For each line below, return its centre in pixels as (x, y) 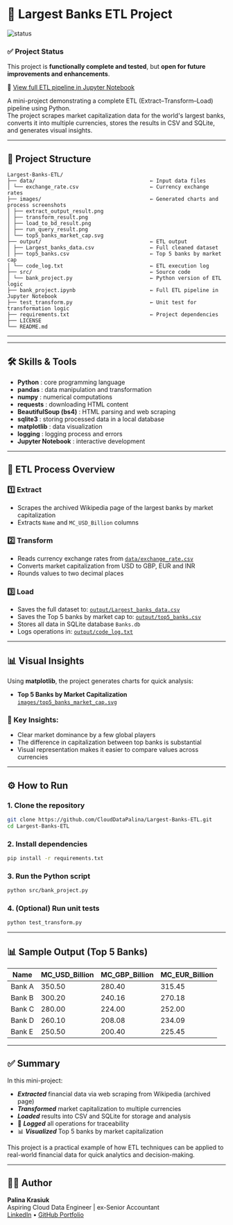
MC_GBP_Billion (127, 975)
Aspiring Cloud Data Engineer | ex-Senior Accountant (83, 1207)
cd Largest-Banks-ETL (38, 826)
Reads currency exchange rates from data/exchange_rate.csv (105, 558)
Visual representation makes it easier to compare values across (108, 750)
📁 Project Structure (49, 159)
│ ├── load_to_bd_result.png (49, 224)
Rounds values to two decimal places (70, 573)
